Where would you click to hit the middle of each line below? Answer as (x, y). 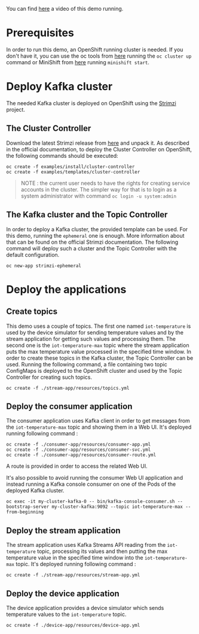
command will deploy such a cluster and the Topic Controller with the (91, 248)
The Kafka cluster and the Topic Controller (87, 215)
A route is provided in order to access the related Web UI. (77, 466)
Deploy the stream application (63, 530)
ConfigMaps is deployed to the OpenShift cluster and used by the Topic (94, 370)
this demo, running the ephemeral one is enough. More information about (95, 235)
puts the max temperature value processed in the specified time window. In (99, 351)
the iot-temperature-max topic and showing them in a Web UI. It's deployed (99, 427)
